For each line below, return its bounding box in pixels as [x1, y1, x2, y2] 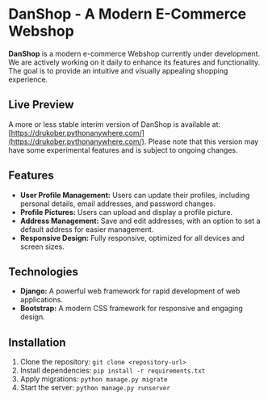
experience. [8, 74, 48, 84]
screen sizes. [19, 242, 65, 251]
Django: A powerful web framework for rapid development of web [19, 286, 241, 296]
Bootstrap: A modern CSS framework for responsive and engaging [19, 304, 244, 314]
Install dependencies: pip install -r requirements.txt [19, 365, 206, 376]
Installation [8, 335, 66, 349]
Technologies [8, 264, 79, 279]
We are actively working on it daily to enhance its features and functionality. [8, 57, 261, 67]
